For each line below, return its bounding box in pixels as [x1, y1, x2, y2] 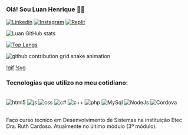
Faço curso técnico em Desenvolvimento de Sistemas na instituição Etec [6, 117, 183, 124]
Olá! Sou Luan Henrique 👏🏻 [6, 5, 85, 14]
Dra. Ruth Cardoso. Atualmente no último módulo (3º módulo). [6, 123, 157, 130]
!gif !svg [6, 64, 26, 71]
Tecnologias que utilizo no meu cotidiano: [6, 79, 128, 87]
